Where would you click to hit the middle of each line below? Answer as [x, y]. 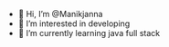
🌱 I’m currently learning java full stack [89, 33]
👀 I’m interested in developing [74, 23]
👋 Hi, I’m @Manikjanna [60, 14]
